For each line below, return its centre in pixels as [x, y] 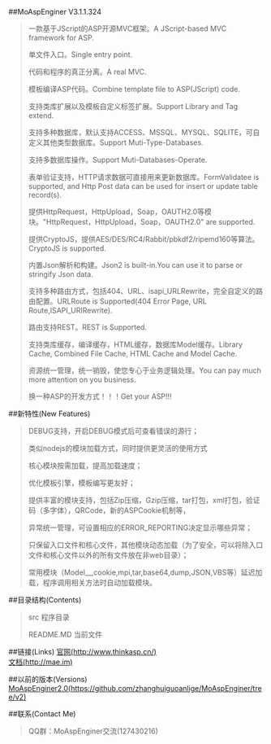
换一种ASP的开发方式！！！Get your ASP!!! [100, 396]
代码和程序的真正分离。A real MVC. [88, 72]
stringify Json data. [60, 274]
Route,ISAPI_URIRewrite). [70, 310]
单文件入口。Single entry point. [80, 55]
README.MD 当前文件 [65, 635]
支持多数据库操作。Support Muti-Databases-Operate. [118, 160]
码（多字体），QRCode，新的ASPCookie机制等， [109, 510]
